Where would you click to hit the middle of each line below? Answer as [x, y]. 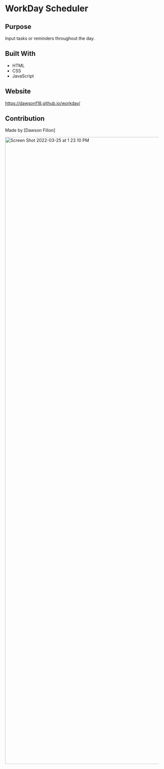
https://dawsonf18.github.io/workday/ [43, 103]
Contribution [25, 119]
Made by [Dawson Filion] [30, 130]
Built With [20, 54]
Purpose [18, 27]
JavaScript [23, 76]
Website [18, 91]
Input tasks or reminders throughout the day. [50, 38]
